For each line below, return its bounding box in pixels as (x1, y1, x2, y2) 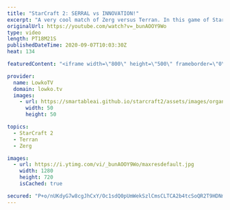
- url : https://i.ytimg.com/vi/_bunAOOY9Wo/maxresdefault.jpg (13, 161, 194, 168)
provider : (7, 73, 36, 79)
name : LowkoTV (13, 79, 53, 86)
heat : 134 (7, 49, 36, 55)
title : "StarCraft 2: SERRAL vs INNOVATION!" (7, 10, 139, 17)
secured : (7, 192, 32, 199)
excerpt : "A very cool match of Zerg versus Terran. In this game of (7, 16, 210, 23)
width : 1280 (19, 168, 53, 174)
